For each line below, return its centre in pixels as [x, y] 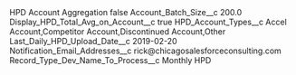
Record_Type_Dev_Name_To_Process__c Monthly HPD [110, 60]
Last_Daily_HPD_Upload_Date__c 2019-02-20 [94, 41]
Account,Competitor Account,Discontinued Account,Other [118, 32]
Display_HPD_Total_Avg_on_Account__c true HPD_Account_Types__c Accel [148, 22]
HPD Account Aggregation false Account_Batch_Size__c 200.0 [126, 12]
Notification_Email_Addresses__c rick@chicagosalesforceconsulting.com [146, 51]
